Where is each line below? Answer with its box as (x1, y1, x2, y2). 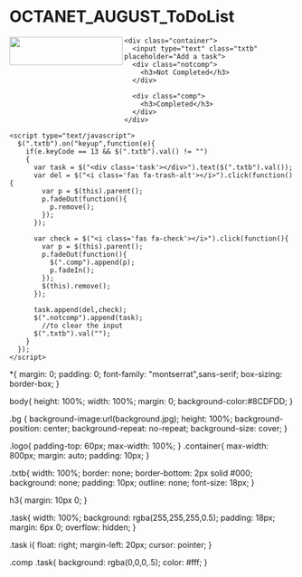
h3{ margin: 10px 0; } (9, 495, 88, 506)
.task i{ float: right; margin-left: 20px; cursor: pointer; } (9, 539, 212, 550)
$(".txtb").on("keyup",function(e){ (17, 138, 156, 148)
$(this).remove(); (42, 281, 111, 290)
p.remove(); (49, 202, 95, 212)
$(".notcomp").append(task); (33, 313, 144, 322)
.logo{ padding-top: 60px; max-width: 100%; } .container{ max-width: (9, 440, 269, 451)
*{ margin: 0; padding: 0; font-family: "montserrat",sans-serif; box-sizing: (9, 368, 283, 379)
